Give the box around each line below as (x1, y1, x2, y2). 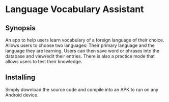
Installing (5, 73, 36, 82)
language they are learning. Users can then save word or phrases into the (5, 48, 159, 54)
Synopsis (5, 24, 36, 32)
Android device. (5, 92, 39, 98)
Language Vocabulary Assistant (5, 4, 144, 15)
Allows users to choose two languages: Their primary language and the (5, 42, 155, 48)
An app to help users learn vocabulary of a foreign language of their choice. (5, 37, 164, 43)
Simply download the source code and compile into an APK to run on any (5, 86, 159, 92)
